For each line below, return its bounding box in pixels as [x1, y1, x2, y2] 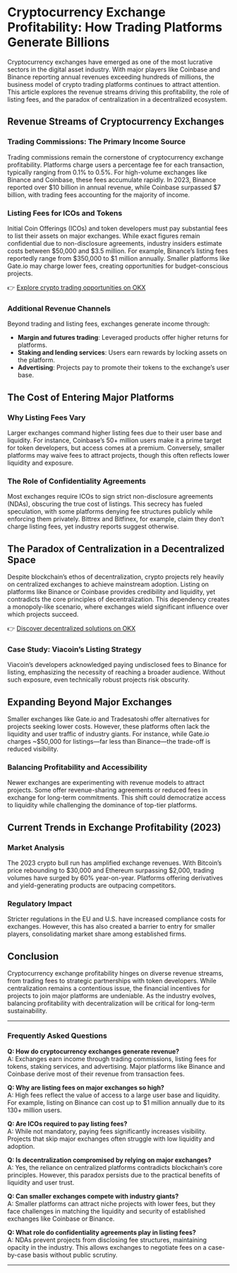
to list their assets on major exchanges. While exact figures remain [7, 231, 200, 240]
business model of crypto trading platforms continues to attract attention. [7, 80, 221, 88]
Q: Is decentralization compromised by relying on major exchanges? [7, 1156, 212, 1164]
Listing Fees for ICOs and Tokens [7, 208, 123, 218]
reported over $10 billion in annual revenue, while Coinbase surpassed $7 [7, 183, 221, 191]
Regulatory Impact [7, 899, 73, 908]
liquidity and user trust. [7, 1178, 75, 1187]
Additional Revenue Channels [7, 303, 111, 313]
